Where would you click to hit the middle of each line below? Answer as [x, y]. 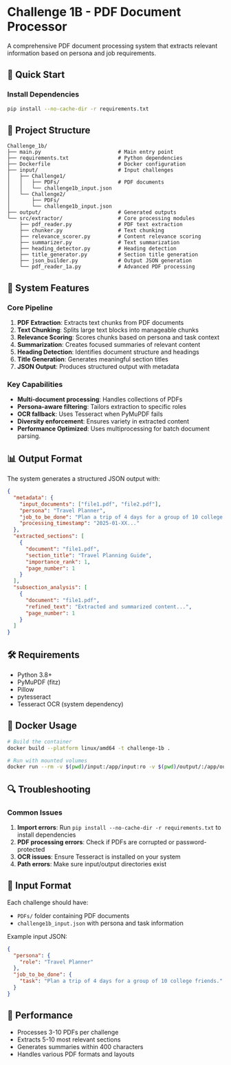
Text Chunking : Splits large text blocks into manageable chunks [108, 330]
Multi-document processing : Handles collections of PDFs [100, 399]
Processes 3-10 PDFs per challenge [68, 1032]
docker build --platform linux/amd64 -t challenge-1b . [89, 748]
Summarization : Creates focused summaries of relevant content [109, 345]
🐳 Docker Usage [42, 726]
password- [191, 842]
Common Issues [35, 813]
